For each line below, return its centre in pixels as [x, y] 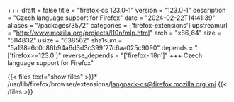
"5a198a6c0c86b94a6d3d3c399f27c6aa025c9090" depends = [100, 48]
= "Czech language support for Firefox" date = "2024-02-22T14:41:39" [111, 18]
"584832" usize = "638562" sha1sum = [65, 40]
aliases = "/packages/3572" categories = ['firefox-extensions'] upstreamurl [118, 25]
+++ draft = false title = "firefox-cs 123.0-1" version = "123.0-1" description [117, 10]
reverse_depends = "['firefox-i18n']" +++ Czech [133, 55]
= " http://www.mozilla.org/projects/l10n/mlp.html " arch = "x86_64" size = [115, 33]
